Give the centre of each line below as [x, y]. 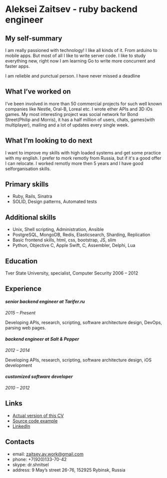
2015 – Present [20, 312]
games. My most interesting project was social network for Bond [72, 114]
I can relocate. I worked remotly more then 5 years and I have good [74, 163]
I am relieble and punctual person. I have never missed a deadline [73, 76]
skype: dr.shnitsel [30, 464]
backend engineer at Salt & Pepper [42, 339]
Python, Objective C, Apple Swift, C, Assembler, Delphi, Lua [74, 245]
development [19, 365]
